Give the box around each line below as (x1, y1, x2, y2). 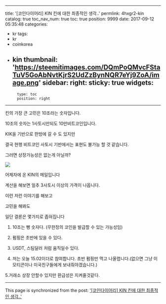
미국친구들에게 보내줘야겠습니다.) (34, 262, 98, 267)
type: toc (17, 92, 37, 97)
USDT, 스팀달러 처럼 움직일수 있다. (12, 245, 80, 251)
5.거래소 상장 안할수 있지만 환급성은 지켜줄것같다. (5, 272, 100, 278)
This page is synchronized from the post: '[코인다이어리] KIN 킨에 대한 (5, 287, 145, 293)
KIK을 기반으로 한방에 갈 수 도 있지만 (5, 131, 76, 137)
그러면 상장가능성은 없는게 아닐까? (5, 152, 71, 158)
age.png (12, 78, 39, 87)
